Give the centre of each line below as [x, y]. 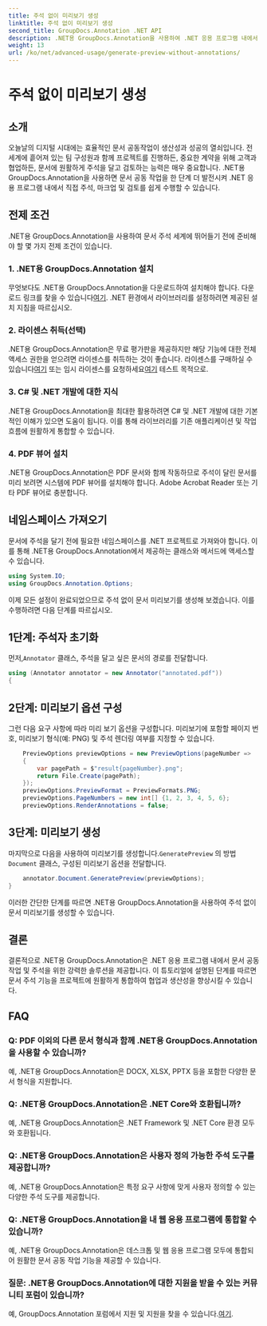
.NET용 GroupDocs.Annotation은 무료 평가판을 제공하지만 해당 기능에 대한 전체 [132, 349]
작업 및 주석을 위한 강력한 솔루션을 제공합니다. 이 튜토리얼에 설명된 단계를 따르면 [133, 971]
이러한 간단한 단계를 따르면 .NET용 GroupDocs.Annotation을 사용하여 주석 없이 [132, 902]
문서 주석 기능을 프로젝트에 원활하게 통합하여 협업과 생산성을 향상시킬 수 [120, 981]
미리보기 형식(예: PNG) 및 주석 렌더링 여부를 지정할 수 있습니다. [117, 738]
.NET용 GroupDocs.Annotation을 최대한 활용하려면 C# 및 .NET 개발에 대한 [126, 411]
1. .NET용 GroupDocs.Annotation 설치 [81, 269]
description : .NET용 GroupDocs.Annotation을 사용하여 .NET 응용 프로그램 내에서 [133, 38]
